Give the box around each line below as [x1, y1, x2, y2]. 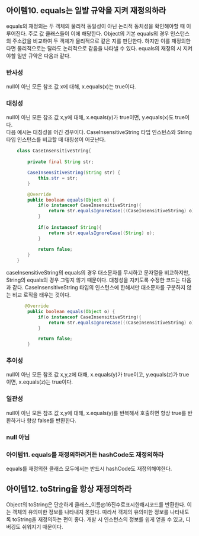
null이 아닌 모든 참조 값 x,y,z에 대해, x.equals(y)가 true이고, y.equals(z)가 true [6, 371, 190, 378]
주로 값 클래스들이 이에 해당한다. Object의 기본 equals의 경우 [28, 30, 169, 37]
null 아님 [6, 433, 30, 441]
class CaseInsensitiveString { [17, 148, 92, 154]
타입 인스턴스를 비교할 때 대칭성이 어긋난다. [6, 136, 106, 143]
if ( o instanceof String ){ [37, 224, 102, 230]
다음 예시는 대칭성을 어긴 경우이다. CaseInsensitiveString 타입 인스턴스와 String [6, 129, 192, 136]
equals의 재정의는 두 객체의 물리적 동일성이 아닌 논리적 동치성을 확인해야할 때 [6, 23, 185, 30]
